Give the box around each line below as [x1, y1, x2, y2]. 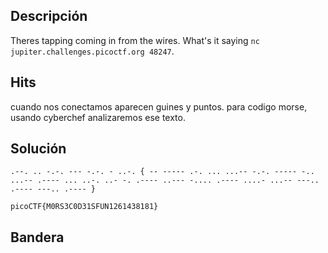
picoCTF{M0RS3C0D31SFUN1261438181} [10, 202, 159, 212]
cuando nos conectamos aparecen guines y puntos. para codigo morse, [10, 100, 308, 113]
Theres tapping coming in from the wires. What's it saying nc [10, 34, 260, 46]
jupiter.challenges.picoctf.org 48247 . [10, 45, 175, 57]
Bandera [10, 229, 65, 246]
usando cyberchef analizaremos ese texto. [10, 111, 186, 123]
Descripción [10, 8, 88, 25]
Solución [10, 140, 67, 158]
